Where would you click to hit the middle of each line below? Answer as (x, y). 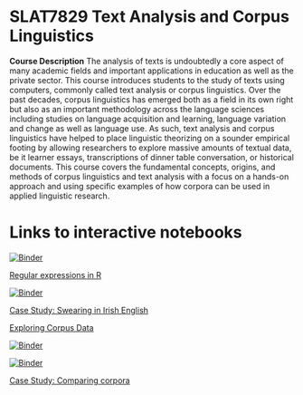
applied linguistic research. (60, 196)
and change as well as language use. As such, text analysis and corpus (142, 128)
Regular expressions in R (56, 275)
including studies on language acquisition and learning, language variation (148, 119)
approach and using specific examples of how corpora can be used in (140, 186)
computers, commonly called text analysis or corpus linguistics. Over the (145, 90)
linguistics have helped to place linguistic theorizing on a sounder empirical (150, 138)
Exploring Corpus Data (52, 327)
